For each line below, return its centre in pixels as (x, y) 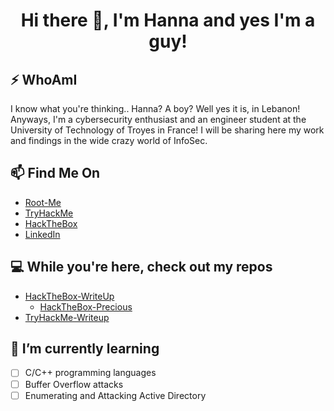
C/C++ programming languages (90, 373)
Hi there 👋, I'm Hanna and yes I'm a (168, 20)
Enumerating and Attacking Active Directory (115, 395)
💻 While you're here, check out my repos (141, 267)
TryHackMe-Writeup (67, 317)
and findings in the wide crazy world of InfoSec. (109, 140)
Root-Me (43, 202)
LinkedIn (42, 234)
